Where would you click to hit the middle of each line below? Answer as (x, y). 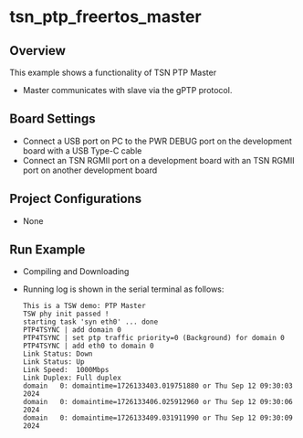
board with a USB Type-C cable (82, 150)
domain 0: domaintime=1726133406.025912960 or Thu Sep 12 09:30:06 (158, 402)
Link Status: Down (57, 354)
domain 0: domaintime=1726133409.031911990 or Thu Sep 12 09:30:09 (158, 418)
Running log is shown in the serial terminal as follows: (123, 289)
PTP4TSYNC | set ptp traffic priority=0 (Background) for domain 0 (153, 338)
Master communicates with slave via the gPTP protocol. (127, 90)
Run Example (47, 250)
